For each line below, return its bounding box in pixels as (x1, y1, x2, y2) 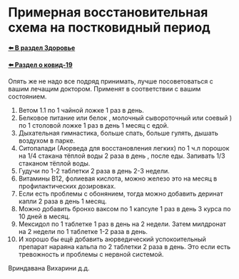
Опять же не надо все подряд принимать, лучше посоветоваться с (8, 76, 213, 86)
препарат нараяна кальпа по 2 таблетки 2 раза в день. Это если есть (18, 242, 231, 250)
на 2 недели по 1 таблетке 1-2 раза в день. (18, 227, 148, 235)
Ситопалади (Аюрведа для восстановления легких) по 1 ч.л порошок (18, 143, 230, 152)
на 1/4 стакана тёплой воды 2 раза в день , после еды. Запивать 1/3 (18, 151, 225, 160)
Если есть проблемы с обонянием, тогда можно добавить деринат (18, 189, 223, 198)
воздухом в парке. (18, 136, 76, 145)
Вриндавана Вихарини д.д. (8, 263, 90, 272)
